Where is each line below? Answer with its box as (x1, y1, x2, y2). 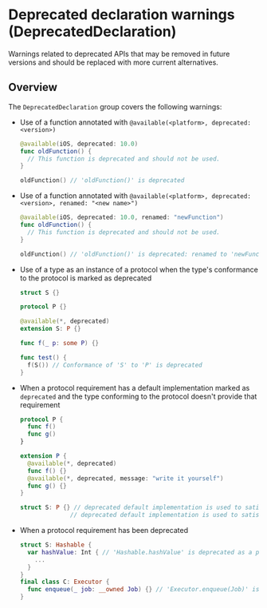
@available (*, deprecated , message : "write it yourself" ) (27, 474, 224, 483)
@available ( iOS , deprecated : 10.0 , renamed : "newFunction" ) (19, 213, 224, 221)
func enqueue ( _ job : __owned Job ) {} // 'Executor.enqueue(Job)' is (27, 586, 260, 594)
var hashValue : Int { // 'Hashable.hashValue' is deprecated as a (27, 548, 253, 556)
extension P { (19, 452, 67, 460)
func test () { (19, 353, 67, 361)
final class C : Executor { (19, 578, 110, 586)
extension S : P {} (19, 325, 81, 333)
